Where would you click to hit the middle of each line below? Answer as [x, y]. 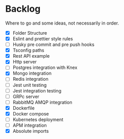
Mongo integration [32, 73]
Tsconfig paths [28, 50]
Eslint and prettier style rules [43, 39]
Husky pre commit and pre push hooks [53, 44]
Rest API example [31, 56]
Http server [25, 62]
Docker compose [31, 113]
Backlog [23, 9]
